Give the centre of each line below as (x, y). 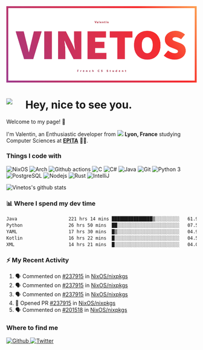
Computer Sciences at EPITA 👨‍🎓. (47, 140)
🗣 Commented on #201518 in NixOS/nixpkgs (71, 309)
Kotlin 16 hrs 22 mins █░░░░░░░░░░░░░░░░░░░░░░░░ (93, 238)
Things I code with (34, 156)
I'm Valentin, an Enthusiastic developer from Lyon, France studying (94, 134)
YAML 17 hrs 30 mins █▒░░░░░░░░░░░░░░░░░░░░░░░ (93, 232)
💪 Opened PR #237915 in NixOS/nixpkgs (65, 303)
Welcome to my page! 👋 (36, 122)
